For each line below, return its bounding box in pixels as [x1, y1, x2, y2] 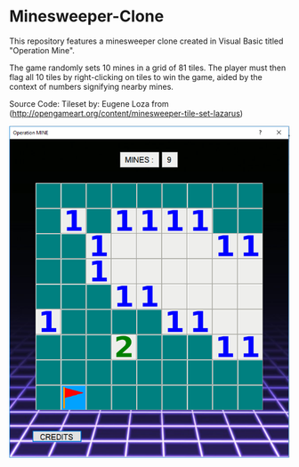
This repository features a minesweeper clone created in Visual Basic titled [9, 36, 284, 46]
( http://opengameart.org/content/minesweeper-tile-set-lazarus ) [9, 108, 243, 118]
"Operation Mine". [9, 44, 76, 55]
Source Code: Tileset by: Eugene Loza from [9, 98, 169, 109]
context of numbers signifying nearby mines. [9, 81, 174, 92]
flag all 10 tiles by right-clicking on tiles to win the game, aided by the [9, 71, 263, 82]
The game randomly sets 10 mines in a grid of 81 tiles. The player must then [9, 62, 287, 73]
